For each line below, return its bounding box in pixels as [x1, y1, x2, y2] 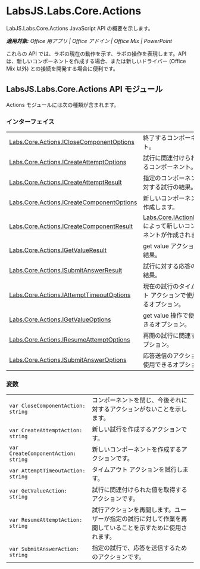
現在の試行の [142, 282, 179, 291]
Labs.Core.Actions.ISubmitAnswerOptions [9, 356, 127, 364]
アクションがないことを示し [110, 405, 187, 413]
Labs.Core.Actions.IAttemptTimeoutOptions [9, 291, 131, 299]
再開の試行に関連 [142, 331, 191, 340]
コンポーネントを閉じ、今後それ [92, 396, 182, 404]
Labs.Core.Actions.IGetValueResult [9, 246, 107, 254]
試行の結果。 [160, 183, 197, 192]
